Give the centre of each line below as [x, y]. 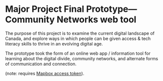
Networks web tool [96, 20]
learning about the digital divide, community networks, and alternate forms [81, 58]
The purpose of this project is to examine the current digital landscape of [80, 33]
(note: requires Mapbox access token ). [45, 73]
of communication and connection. [41, 64]
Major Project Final [45, 9]
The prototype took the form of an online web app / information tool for [78, 53]
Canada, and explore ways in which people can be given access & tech [78, 39]
